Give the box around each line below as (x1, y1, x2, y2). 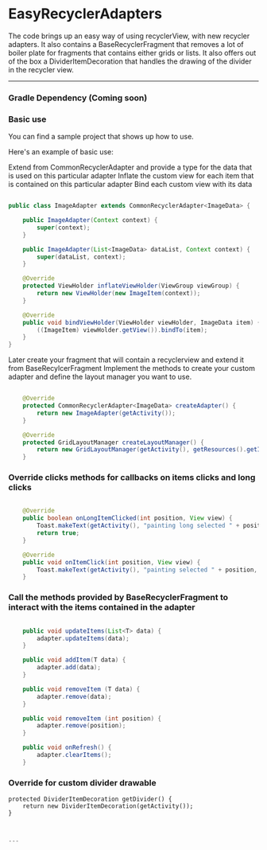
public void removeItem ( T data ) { (22, 685, 141, 693)
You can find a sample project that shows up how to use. (8, 132, 195, 142)
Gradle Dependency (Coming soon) (8, 92, 148, 103)
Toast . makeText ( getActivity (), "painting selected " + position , (37, 566, 258, 574)
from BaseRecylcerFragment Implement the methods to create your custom (8, 364, 256, 373)
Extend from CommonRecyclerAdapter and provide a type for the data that (8, 162, 253, 172)
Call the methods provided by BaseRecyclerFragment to (8, 592, 229, 603)
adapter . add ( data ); (37, 664, 102, 672)
